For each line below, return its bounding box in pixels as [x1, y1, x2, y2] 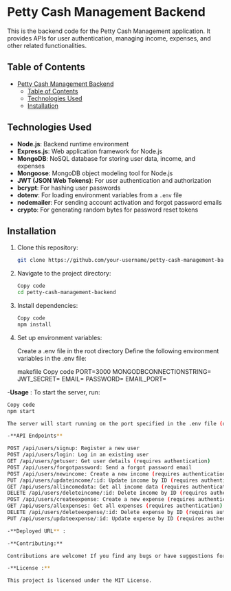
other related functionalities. [7, 41, 87, 49]
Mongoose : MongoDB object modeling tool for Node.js [16, 169, 173, 177]
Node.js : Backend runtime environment [16, 140, 129, 148]
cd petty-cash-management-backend [16, 289, 116, 296]
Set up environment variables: [16, 333, 102, 342]
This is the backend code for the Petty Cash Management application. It [7, 27, 211, 35]
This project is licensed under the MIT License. [7, 577, 153, 584]
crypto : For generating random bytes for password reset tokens [16, 205, 199, 214]
